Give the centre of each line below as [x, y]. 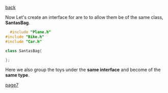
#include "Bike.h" [25, 37]
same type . [17, 75]
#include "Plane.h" [31, 32]
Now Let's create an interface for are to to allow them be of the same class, [84, 17]
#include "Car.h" [24, 41]
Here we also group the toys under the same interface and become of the [83, 70]
